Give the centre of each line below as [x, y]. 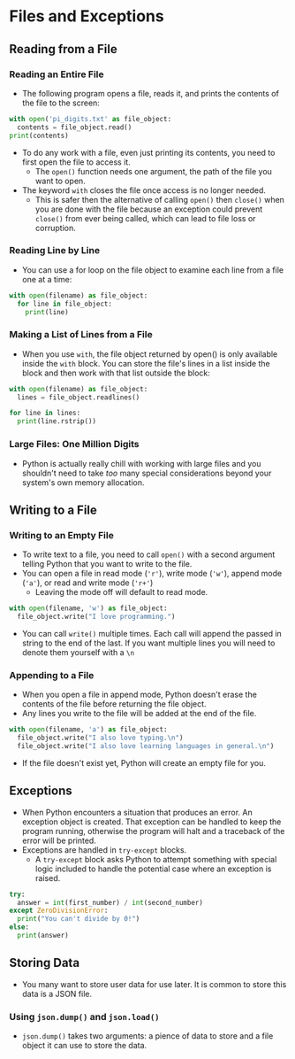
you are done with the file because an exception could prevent [149, 209]
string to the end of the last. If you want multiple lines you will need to [148, 643]
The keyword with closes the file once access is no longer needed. [144, 190]
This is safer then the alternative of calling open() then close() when [160, 199]
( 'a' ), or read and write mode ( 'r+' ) [87, 583]
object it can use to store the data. [84, 1046]
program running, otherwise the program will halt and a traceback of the [153, 831]
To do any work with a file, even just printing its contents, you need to [148, 152]
